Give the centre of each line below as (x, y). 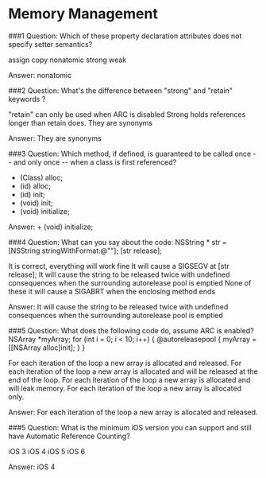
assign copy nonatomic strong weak (67, 60)
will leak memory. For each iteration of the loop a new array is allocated (125, 388)
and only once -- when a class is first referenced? (95, 162)
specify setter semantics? (50, 44)
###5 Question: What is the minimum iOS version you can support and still (130, 427)
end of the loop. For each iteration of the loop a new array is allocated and (129, 379)
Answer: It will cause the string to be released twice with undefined (118, 306)
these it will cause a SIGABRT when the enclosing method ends (112, 291)
